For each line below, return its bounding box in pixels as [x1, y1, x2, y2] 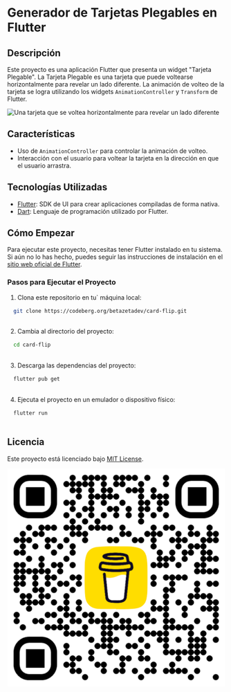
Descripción [7, 47, 61, 59]
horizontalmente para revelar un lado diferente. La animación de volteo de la [7, 80, 225, 88]
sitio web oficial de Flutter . [7, 260, 82, 268]
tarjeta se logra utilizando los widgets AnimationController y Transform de [7, 88, 218, 95]
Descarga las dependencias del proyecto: [17, 361, 136, 370]
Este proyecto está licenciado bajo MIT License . [7, 455, 144, 463]
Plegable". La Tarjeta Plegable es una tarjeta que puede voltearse [7, 73, 194, 81]
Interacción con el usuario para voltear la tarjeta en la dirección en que [17, 154, 219, 162]
